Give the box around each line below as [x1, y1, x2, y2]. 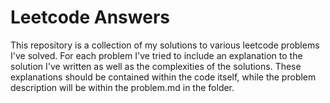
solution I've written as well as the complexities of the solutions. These [10, 60, 302, 72]
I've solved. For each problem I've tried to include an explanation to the [10, 49, 303, 61]
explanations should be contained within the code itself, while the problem [10, 71, 317, 83]
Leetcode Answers [10, 6, 170, 29]
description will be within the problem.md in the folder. [10, 81, 235, 93]
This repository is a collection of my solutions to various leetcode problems [10, 39, 320, 51]
